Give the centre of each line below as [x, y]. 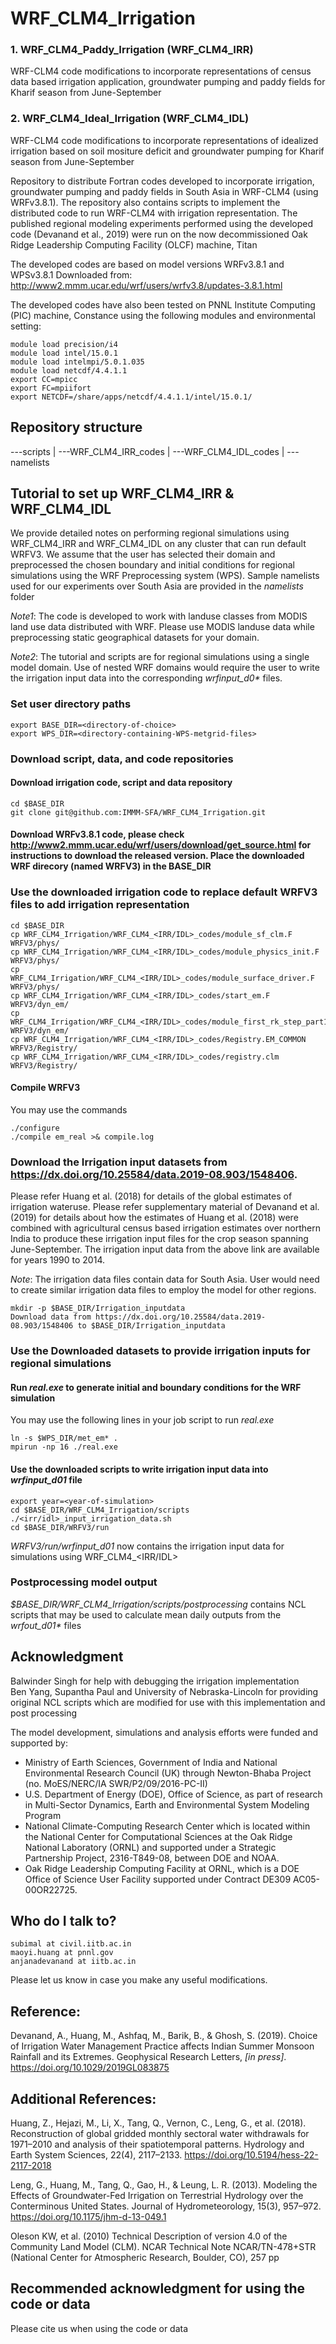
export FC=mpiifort [51, 388]
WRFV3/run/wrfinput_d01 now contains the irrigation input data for [147, 1546]
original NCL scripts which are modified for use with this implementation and [168, 1702]
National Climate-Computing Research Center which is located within [167, 1826]
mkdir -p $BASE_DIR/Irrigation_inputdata [98, 1308]
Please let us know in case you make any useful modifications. [139, 1980]
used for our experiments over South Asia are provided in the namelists [157, 586]
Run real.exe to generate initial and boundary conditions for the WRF [156, 1387]
